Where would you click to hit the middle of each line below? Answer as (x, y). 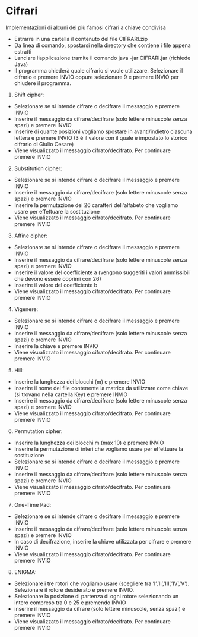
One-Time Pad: (33, 504)
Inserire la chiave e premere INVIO (56, 346)
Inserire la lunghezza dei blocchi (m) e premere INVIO (80, 381)
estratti (23, 51)
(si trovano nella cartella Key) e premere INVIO (71, 394)
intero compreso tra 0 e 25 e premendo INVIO (70, 603)
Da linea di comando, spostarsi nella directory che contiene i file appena (102, 45)
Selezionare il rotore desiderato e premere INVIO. (74, 589)
